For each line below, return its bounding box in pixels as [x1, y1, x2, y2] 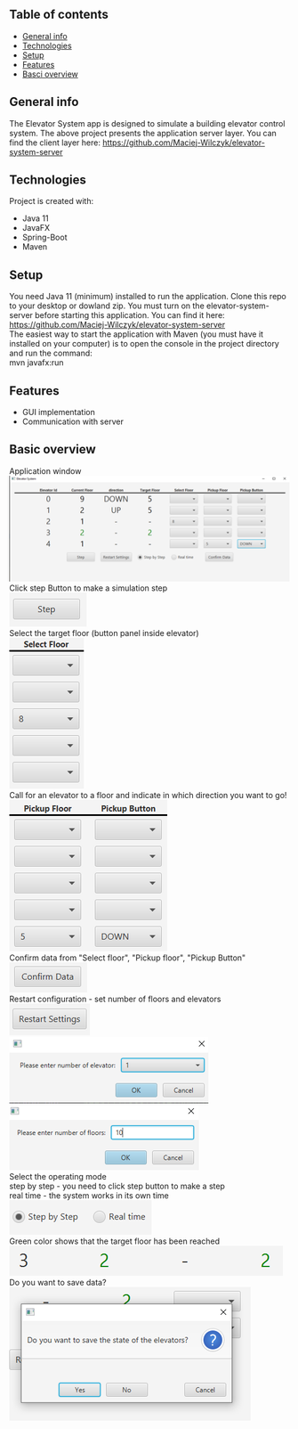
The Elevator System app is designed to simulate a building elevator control [9, 118, 286, 128]
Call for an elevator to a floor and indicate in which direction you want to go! [9, 789, 287, 800]
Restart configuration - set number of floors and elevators [9, 993, 221, 1004]
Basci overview [21, 69, 78, 79]
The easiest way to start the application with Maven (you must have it [9, 329, 264, 339]
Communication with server [21, 416, 125, 427]
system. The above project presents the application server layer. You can [9, 127, 278, 138]
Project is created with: [9, 196, 94, 207]
